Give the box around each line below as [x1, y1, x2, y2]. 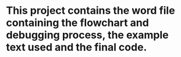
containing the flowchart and [6, 16, 150, 29]
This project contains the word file [6, 4, 176, 17]
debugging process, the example [6, 29, 169, 41]
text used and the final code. [6, 41, 147, 54]
